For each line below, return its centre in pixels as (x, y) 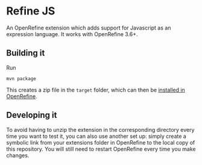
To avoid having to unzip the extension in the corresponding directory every (100, 129)
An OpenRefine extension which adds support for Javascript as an (89, 28)
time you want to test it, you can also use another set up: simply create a (96, 136)
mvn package (21, 79)
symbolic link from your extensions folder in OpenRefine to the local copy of (101, 142)
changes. (18, 155)
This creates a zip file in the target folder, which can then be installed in (96, 90)
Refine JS (31, 11)
